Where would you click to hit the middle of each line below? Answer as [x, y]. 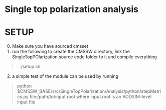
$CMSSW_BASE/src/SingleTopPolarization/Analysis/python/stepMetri [89, 91]
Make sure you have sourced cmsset [50, 46]
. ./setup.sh [29, 67]
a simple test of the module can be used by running [65, 76]
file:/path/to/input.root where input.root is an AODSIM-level [90, 97]
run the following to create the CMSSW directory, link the [71, 52]
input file [26, 102]
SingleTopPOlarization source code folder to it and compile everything [84, 57]
